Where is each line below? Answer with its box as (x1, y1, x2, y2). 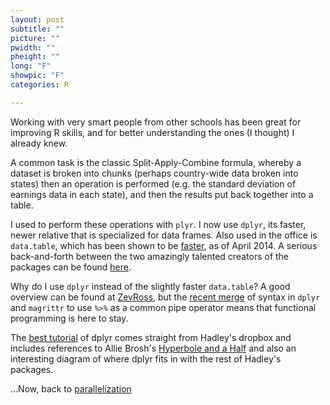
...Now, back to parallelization (10, 382, 132, 395)
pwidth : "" (10, 42, 56, 53)
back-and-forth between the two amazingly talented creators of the (10, 250, 290, 262)
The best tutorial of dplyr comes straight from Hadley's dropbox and (10, 331, 292, 343)
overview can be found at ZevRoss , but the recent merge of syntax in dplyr (10, 291, 321, 303)
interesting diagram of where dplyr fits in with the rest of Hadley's (10, 352, 282, 365)
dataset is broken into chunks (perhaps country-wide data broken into (10, 167, 299, 179)
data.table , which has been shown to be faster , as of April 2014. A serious (10, 239, 318, 251)
